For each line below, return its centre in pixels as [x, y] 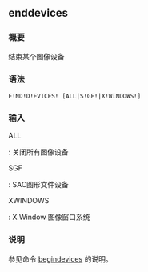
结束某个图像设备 [36, 56]
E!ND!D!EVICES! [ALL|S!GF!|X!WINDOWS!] [75, 96]
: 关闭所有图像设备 [38, 152]
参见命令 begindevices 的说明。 [61, 258]
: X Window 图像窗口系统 [49, 217]
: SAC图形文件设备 [39, 185]
